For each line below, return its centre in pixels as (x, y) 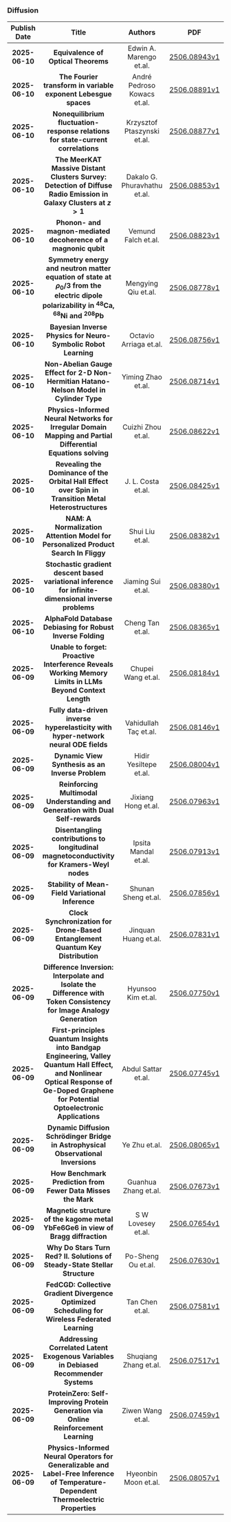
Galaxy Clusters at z (77, 203)
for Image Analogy (78, 1011)
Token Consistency (78, 1002)
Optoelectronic (78, 1108)
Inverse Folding (78, 636)
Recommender (78, 1374)
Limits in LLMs (78, 682)
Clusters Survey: (78, 177)
